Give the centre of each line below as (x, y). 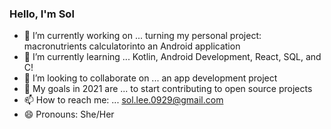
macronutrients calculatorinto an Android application (132, 46)
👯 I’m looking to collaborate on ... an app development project (150, 78)
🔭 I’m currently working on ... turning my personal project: (142, 36)
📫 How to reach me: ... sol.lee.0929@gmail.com (123, 100)
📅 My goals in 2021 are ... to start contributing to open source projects (168, 89)
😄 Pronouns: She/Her (69, 114)
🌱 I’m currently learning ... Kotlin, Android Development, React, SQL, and (172, 57)
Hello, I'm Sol (42, 14)
